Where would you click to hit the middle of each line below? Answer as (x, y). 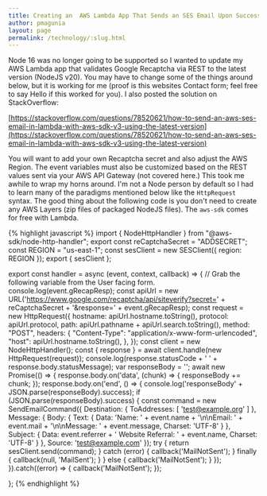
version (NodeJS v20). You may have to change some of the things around (131, 77)
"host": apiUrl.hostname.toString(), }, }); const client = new (104, 342)
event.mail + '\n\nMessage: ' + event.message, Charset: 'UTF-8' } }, (120, 426)
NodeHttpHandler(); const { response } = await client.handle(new (115, 350)
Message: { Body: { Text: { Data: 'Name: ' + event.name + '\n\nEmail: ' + (126, 417)
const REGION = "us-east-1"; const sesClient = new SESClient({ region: (125, 250)
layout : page (30, 30)
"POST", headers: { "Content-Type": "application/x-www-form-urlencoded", (133, 333)
